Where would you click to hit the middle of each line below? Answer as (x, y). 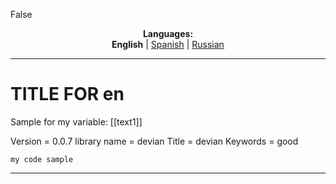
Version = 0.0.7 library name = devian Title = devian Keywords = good (154, 141)
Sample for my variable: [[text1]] (76, 121)
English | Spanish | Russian (168, 44)
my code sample (42, 159)
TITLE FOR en (67, 94)
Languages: (168, 33)
